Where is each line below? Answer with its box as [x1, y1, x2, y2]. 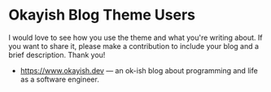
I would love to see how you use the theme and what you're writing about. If [8, 33, 263, 42]
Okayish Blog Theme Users [8, 6, 195, 24]
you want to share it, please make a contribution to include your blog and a [8, 41, 259, 50]
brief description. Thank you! [8, 50, 106, 59]
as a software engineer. [20, 74, 99, 84]
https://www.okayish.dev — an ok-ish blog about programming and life [20, 65, 258, 75]
